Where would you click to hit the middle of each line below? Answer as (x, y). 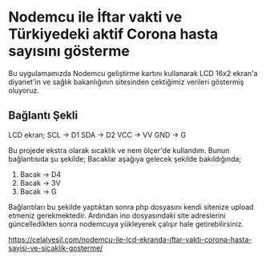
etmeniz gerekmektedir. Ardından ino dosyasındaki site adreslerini (117, 215)
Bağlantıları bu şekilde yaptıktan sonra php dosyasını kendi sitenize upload (131, 207)
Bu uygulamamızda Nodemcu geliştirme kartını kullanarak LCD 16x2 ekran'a (133, 73)
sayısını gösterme (69, 51)
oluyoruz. (24, 90)
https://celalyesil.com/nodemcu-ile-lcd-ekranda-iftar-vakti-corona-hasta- (130, 239)
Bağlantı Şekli (43, 116)
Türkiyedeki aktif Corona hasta (113, 34)
